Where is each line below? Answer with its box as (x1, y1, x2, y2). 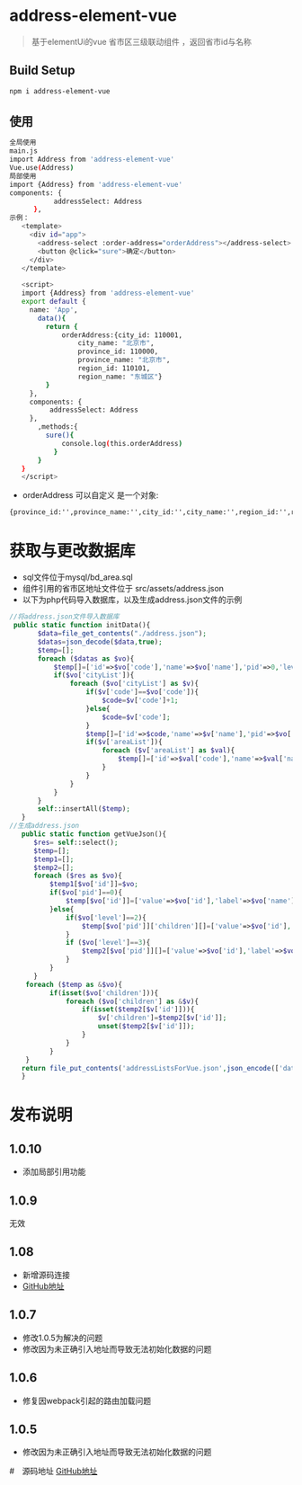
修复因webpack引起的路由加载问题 (22, 1395, 151, 1406)
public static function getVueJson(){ (21, 830, 167, 839)
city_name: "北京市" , (77, 339, 155, 348)
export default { (21, 298, 87, 307)
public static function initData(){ (13, 621, 151, 630)
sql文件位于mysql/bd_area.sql (22, 572, 133, 582)
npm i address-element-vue (9, 86, 111, 95)
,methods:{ (37, 422, 78, 431)
